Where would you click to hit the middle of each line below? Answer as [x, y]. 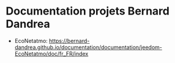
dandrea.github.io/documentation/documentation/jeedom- [88, 47]
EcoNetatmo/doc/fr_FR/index [51, 53]
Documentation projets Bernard [87, 11]
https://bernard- [69, 41]
